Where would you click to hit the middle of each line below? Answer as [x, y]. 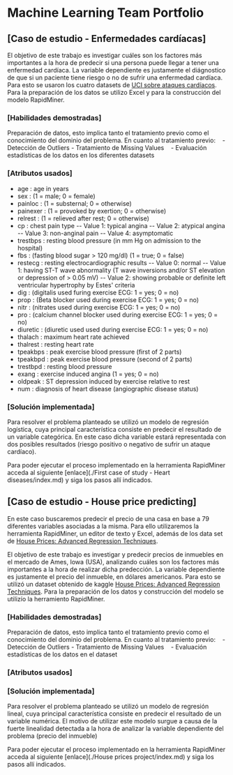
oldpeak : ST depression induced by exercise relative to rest [104, 381]
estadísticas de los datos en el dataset [62, 654]
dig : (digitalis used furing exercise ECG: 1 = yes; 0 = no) [98, 292]
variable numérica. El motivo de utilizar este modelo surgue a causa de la [112, 721]
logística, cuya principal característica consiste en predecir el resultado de [114, 429]
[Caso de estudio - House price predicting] [102, 502]
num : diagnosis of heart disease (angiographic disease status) [108, 389]
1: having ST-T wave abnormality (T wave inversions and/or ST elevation [121, 270]
